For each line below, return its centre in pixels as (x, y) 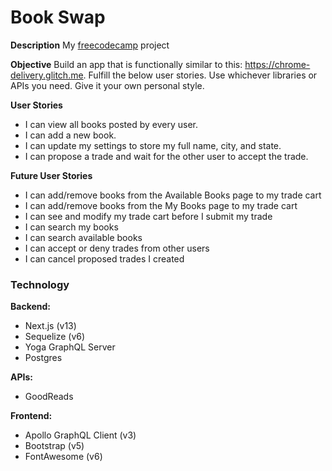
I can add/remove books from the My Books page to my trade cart (161, 205)
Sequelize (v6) (55, 337)
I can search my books (71, 227)
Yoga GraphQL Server (70, 347)
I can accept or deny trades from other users (117, 248)
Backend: (30, 307)
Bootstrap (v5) (54, 446)
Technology (40, 284)
